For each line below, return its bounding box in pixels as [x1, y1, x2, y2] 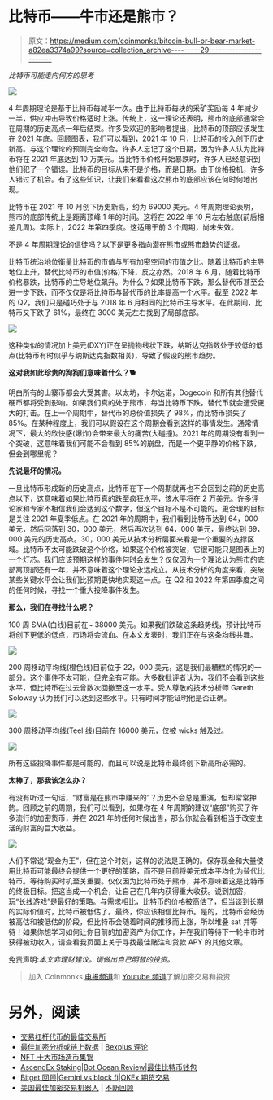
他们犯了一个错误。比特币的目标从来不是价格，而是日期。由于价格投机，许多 [8, 164, 265, 173]
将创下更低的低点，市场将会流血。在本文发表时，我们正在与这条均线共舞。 [8, 629, 258, 639]
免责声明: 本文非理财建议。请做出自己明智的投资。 [8, 954, 175, 964]
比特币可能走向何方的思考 [8, 70, 94, 80]
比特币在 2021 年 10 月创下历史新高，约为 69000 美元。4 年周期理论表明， [8, 201, 258, 212]
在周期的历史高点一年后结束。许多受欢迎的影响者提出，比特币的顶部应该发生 [8, 123, 265, 133]
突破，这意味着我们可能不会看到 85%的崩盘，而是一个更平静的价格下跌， [15, 438, 262, 448]
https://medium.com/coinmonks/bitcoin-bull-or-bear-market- [50, 36, 256, 46]
